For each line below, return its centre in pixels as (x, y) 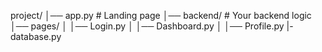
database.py (36, 36)
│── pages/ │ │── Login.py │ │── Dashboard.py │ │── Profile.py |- (152, 26)
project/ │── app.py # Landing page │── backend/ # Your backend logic (161, 15)
